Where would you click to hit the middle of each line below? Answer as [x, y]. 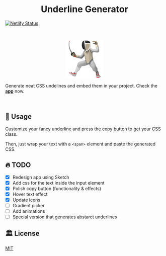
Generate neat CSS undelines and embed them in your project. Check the [81, 86]
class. [11, 134]
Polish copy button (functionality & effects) [57, 188]
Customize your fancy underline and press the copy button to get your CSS [83, 129]
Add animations [29, 211]
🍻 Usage [18, 117]
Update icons [26, 200]
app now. [15, 91]
